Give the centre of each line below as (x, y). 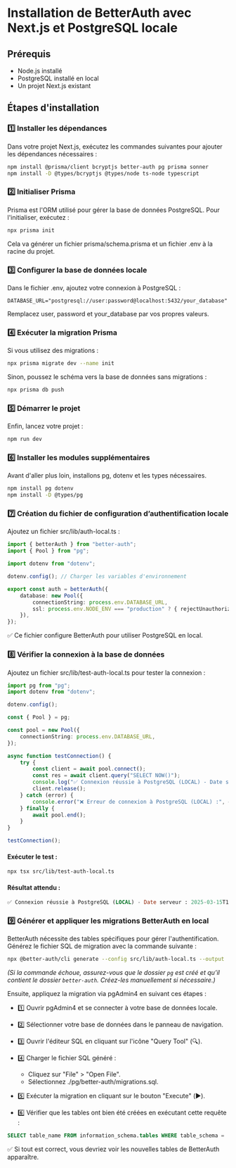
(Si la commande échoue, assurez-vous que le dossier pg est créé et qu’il (113, 973)
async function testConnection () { (59, 756)
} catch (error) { (47, 795)
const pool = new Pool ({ (44, 731)
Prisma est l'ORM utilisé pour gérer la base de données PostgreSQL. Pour (113, 210)
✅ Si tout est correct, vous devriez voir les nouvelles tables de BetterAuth (113, 1149)
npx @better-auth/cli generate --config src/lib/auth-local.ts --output (116, 959)
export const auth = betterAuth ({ (58, 589)
